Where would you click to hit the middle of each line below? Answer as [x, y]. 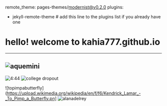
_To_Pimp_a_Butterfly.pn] [31, 98]
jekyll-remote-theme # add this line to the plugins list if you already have [86, 17]
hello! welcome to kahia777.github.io [83, 42]
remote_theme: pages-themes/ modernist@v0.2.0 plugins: [64, 7]
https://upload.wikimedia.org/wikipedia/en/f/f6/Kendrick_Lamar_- [74, 93]
